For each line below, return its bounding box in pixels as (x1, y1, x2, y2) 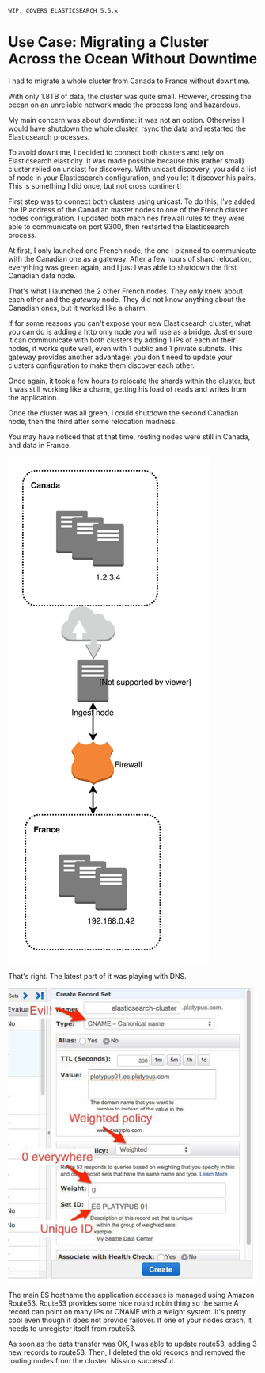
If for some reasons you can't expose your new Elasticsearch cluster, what (8, 318, 252, 327)
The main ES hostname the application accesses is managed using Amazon (8, 1290, 255, 1299)
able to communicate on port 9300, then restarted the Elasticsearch (8, 221, 229, 231)
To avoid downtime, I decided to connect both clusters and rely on (8, 147, 224, 157)
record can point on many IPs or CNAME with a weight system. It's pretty (8, 1306, 247, 1316)
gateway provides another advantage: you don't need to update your (8, 352, 233, 361)
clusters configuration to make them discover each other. (8, 360, 195, 370)
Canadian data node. (8, 270, 77, 280)
